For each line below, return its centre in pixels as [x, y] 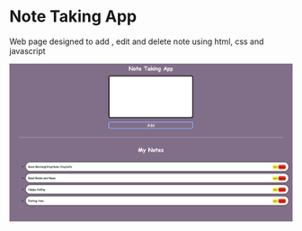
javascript [28, 50]
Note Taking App [73, 17]
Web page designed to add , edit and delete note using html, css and [137, 41]
